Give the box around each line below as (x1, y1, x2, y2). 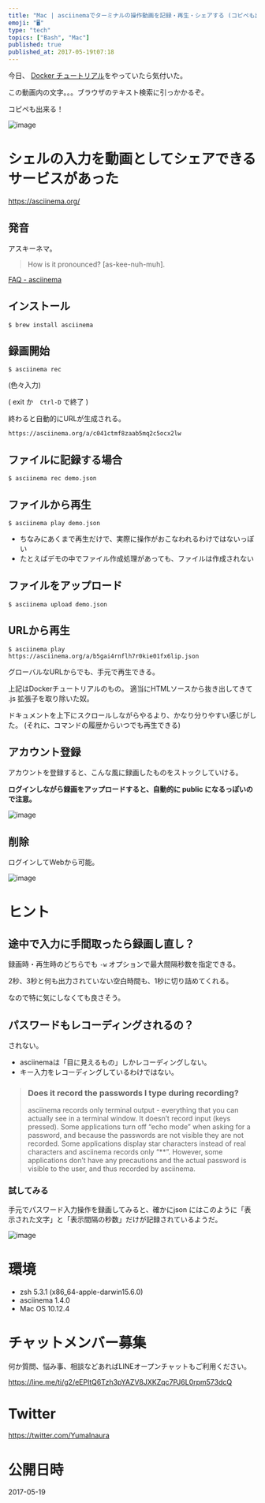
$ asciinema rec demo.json (8, 475, 97, 483)
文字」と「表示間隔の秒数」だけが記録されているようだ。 (35, 1214, 222, 1224)
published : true (8, 41, 62, 49)
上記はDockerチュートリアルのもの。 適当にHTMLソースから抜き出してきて (8, 684, 253, 693)
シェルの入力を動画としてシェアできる (8, 151, 256, 168)
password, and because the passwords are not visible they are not (27, 1131, 244, 1140)
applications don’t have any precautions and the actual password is (27, 1156, 247, 1165)
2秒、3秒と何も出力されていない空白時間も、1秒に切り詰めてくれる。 (8, 976, 233, 986)
